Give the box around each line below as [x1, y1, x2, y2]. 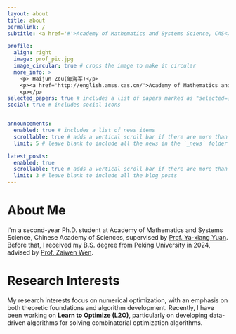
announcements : [7, 120, 52, 127]
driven [7, 318, 26, 327]
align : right [13, 49, 52, 56]
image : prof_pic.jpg [13, 56, 74, 63]
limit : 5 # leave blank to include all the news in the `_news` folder [13, 140, 228, 147]
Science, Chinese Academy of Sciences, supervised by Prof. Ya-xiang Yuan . [7, 233, 228, 241]
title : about [7, 17, 46, 24]
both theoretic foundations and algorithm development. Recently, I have [7, 303, 215, 311]
